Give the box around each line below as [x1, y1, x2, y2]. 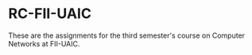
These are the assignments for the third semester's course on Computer [8, 31, 245, 40]
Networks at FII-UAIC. [8, 38, 81, 48]
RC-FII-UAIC [8, 5, 91, 23]
